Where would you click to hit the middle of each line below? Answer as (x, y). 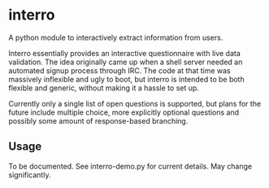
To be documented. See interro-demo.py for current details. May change (130, 166)
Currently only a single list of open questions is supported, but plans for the (135, 103)
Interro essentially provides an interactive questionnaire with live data (125, 53)
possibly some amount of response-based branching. (98, 120)
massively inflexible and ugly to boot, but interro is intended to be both (127, 79)
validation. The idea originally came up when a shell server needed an (126, 62)
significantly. (30, 175)
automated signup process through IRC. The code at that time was (120, 70)
